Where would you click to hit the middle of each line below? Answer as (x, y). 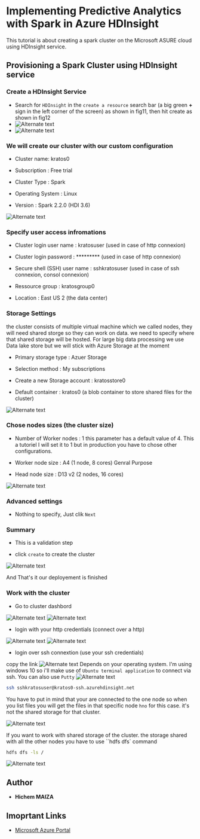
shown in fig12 (33, 117)
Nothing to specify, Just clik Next (55, 514)
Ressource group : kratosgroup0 (55, 286)
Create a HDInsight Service (46, 92)
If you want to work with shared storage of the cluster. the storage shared (97, 735)
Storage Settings (31, 313)
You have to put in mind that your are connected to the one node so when (97, 699)
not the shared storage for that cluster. (54, 712)
